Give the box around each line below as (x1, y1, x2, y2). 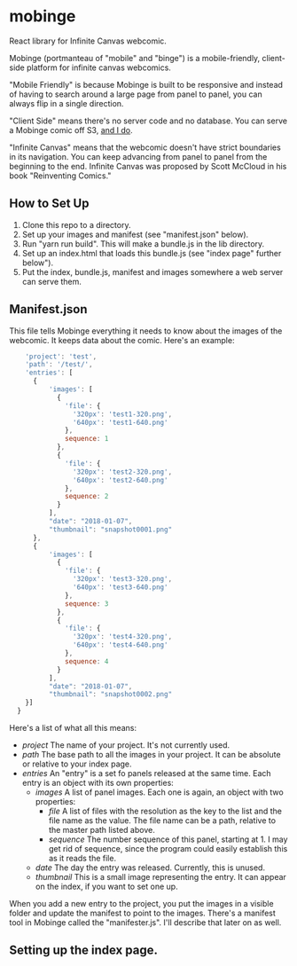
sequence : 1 (65, 435, 109, 444)
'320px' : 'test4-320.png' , (72, 632, 173, 641)
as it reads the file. (48, 853, 117, 864)
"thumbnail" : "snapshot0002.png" (48, 690, 173, 699)
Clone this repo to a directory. (21, 219, 131, 230)
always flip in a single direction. (9, 98, 124, 108)
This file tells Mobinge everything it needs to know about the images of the (9, 326, 283, 336)
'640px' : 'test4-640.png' (72, 640, 168, 649)
